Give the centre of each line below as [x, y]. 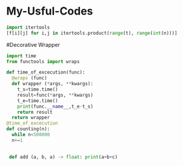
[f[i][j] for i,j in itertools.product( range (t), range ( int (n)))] [92, 33]
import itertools [28, 27]
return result [35, 112]
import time [21, 56]
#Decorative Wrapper [33, 44]
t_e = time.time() [38, 101]
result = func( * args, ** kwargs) [55, 95]
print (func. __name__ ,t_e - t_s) [55, 106]
